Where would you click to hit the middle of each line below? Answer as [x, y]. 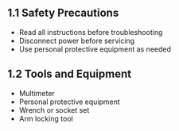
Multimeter [37, 93]
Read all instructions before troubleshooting [91, 32]
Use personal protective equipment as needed [95, 49]
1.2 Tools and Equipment [70, 74]
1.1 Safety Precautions [63, 13]
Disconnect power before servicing [77, 40]
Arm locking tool [46, 118]
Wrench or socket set [54, 110]
